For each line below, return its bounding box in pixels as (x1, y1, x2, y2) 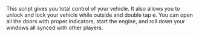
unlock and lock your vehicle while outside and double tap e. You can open (6, 11, 194, 18)
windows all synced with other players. (6, 24, 103, 31)
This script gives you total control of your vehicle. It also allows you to (6, 5, 180, 12)
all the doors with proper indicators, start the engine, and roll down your (6, 18, 186, 24)
